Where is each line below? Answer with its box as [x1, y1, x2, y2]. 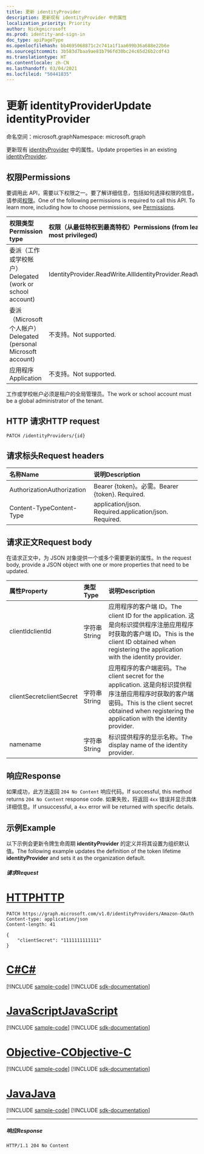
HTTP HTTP [6, 891, 65, 905]
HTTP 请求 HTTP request [6, 416, 100, 427]
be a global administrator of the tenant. [6, 397, 104, 404]
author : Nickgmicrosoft [6, 25, 67, 32]
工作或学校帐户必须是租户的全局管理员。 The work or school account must [6, 390, 192, 398]
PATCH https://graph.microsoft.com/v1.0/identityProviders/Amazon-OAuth [6, 911, 194, 917]
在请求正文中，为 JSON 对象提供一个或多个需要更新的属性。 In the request [6, 554, 192, 562]
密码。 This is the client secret [108, 699, 193, 707]
